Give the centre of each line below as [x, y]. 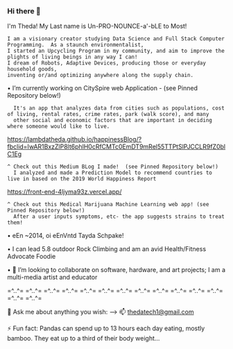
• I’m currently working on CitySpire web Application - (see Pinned [102, 88]
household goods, [32, 69]
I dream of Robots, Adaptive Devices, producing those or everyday [107, 63]
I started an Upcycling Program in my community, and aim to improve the [116, 51]
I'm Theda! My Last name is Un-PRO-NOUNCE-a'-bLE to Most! [97, 26]
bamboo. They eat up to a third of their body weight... [84, 339]
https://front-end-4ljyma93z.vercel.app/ [64, 192]
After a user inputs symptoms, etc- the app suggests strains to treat [119, 217]
